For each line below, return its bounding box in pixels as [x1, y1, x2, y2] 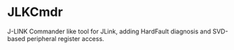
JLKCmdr [7, 4, 63, 20]
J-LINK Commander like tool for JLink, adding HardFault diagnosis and [7, 27, 212, 35]
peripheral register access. [27, 34, 104, 42]
